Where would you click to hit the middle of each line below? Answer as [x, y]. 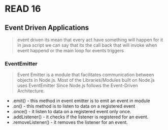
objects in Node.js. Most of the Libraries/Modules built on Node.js [86, 80]
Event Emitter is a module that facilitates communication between [86, 75]
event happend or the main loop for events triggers [70, 51]
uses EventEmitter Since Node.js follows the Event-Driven [77, 86]
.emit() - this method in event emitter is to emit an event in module [81, 101]
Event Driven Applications [47, 28]
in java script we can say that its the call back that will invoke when [87, 45]
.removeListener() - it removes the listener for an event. [70, 122]
